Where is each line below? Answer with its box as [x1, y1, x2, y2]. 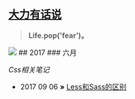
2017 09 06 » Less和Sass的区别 [19, 81, 127, 91]
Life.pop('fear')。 [27, 31, 89, 40]
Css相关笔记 [8, 64, 50, 74]
